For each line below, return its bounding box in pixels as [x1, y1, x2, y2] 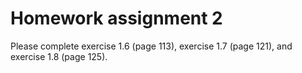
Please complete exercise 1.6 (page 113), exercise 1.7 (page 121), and [10, 40, 293, 52]
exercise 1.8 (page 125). [10, 50, 108, 62]
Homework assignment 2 [10, 7, 223, 30]
